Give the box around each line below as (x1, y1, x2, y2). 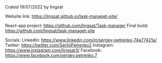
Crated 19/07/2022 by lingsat (5, 4, 64, 10)
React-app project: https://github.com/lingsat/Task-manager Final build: (5, 23, 149, 28)
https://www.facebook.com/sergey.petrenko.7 (5, 52, 97, 58)
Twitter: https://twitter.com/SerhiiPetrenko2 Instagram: (5, 42, 114, 48)
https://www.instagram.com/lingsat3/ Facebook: (5, 48, 102, 53)
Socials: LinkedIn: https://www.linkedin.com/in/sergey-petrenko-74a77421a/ (5, 37, 157, 43)
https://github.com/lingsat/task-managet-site (5, 28, 95, 33)
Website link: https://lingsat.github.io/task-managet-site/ (5, 13, 118, 19)
